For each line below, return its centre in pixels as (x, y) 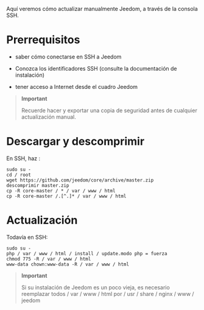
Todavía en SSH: (27, 237)
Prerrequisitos (43, 40)
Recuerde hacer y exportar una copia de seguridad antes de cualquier (109, 110)
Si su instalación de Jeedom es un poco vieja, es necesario (96, 287)
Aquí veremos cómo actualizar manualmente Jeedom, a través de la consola (102, 9)
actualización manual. (48, 117)
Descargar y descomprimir (76, 142)
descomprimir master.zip (38, 185)
